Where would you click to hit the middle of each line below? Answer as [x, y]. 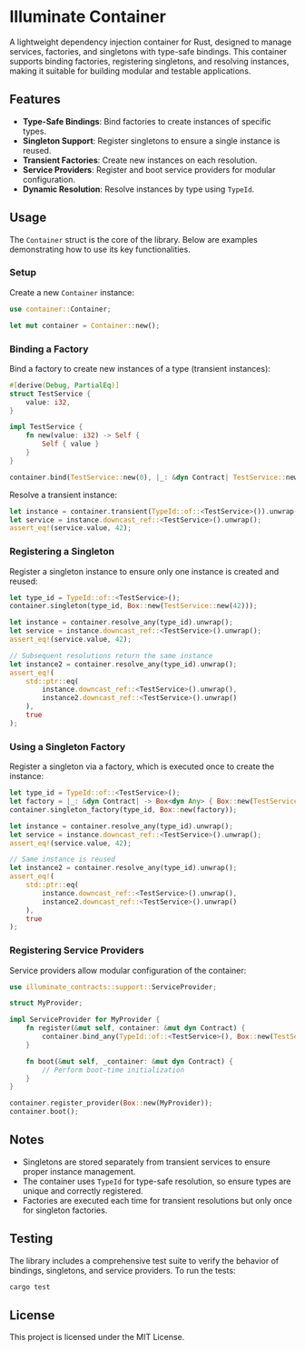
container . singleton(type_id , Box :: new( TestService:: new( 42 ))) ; [133, 606]
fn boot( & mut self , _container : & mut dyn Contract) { [129, 1061]
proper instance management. [79, 1171]
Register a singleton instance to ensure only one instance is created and [144, 571]
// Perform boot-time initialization [113, 1070]
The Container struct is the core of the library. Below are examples [134, 239]
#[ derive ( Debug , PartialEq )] [64, 385]
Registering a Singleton [62, 552]
